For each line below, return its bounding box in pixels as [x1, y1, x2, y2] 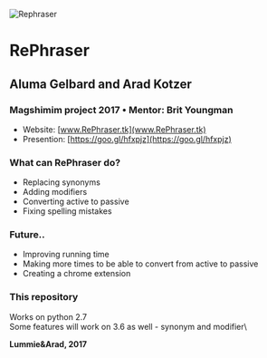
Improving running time [22, 249, 110, 260]
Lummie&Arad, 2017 [9, 338, 88, 349]
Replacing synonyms [22, 177, 101, 188]
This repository [9, 291, 79, 304]
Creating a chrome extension [22, 268, 131, 279]
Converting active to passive [22, 196, 129, 208]
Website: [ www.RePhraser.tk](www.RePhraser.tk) [22, 123, 206, 135]
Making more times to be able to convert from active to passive [22, 258, 259, 269]
